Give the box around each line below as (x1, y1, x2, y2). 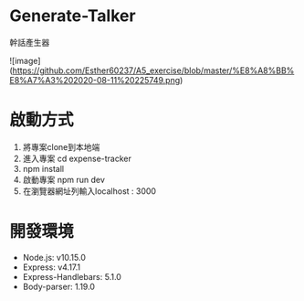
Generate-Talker (9, 5, 136, 27)
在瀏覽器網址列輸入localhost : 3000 (22, 185, 157, 197)
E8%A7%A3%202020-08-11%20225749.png (9, 74, 181, 85)
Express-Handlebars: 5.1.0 (22, 271, 121, 282)
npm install (22, 163, 65, 174)
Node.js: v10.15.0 (22, 252, 87, 263)
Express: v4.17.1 (22, 262, 81, 273)
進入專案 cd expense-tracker (22, 153, 132, 164)
